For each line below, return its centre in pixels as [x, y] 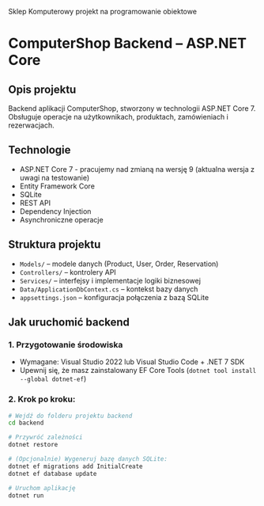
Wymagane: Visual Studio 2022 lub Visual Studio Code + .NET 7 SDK [132, 362]
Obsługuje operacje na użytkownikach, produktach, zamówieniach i [119, 117]
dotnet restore [33, 445]
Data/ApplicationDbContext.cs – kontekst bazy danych [109, 289]
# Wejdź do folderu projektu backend [70, 416]
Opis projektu [42, 89]
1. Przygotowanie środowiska [66, 344]
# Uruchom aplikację [42, 488]
